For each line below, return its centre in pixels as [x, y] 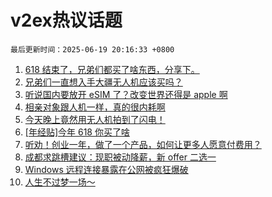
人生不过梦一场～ [60, 182]
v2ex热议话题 [66, 20]
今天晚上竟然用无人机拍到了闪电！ [95, 119]
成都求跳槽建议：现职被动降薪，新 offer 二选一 [120, 157]
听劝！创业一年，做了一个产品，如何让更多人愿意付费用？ [143, 144]
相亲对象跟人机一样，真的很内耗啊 [95, 107]
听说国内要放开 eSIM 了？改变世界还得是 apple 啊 [126, 94]
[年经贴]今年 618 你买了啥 [77, 132]
